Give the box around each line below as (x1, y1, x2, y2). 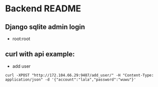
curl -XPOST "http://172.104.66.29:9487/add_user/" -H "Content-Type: (5, 73, 154, 78)
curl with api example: (5, 50, 75, 58)
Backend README (5, 3, 81, 14)
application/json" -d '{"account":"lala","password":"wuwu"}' (5, 77, 136, 82)
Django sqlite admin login (5, 23, 85, 31)
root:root (12, 36, 31, 42)
